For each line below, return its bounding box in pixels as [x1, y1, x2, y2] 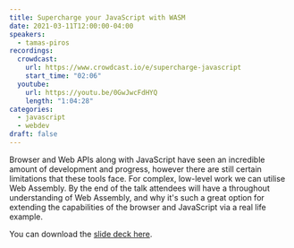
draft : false [9, 130, 58, 139]
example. [9, 211, 43, 222]
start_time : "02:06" [25, 72, 102, 81]
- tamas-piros [17, 38, 70, 47]
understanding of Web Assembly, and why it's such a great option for [9, 192, 265, 202]
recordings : [9, 47, 54, 56]
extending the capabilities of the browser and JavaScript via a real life [9, 201, 266, 212]
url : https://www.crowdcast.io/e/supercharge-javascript [25, 64, 242, 73]
